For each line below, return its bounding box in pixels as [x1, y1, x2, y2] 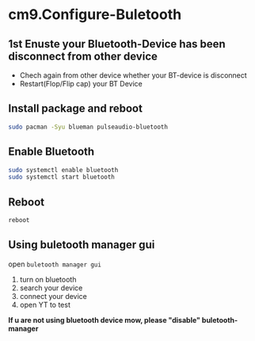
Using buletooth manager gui [8, 238, 155, 251]
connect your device [19, 291, 87, 301]
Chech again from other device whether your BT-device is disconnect [19, 71, 247, 80]
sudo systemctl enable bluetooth [8, 166, 119, 174]
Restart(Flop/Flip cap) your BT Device [19, 79, 143, 88]
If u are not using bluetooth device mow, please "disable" [8, 315, 200, 324]
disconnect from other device [8, 49, 158, 63]
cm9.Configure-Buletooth [8, 6, 182, 24]
